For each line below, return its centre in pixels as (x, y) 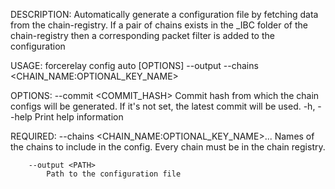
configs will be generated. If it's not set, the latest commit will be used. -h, (163, 106)
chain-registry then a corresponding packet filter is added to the (142, 35)
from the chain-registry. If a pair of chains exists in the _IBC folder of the (159, 25)
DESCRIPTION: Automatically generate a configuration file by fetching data (164, 14)
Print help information (79, 117)
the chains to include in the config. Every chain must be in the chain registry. (168, 147)
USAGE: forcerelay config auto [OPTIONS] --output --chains (134, 65)
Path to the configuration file (114, 174)
